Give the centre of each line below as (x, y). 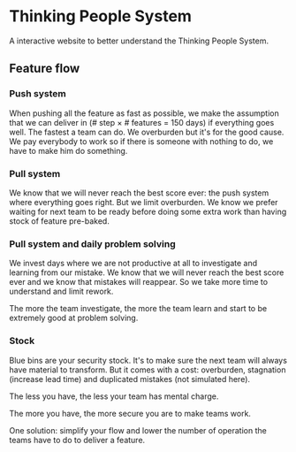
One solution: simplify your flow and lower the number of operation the (138, 430)
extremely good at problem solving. (74, 318)
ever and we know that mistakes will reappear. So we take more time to (138, 282)
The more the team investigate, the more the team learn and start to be (138, 309)
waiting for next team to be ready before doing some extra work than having (148, 211)
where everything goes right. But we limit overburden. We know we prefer (144, 202)
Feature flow (45, 69)
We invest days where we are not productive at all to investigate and (133, 264)
